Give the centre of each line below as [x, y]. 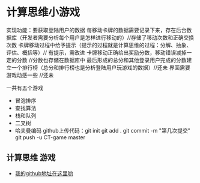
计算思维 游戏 [31, 157]
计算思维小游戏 [43, 12]
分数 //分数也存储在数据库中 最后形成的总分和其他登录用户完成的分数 [102, 60]
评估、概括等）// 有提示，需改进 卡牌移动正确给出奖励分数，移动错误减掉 [96, 52]
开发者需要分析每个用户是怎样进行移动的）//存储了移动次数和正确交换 [108, 37]
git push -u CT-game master [50, 137]
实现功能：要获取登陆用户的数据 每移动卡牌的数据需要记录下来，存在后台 [96, 30]
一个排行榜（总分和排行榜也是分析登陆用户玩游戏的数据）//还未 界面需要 [101, 67]
